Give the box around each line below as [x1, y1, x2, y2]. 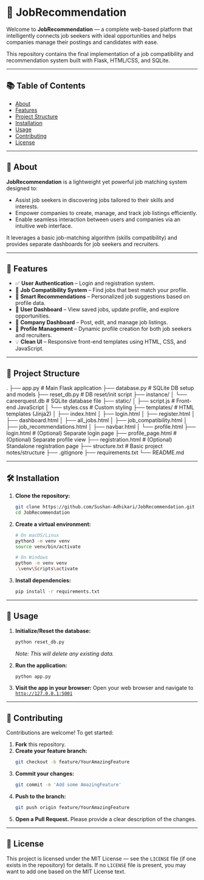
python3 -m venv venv [15, 537, 70, 544]
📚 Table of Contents [6, 81, 86, 91]
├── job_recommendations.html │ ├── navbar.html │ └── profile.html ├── [6, 423, 196, 431]
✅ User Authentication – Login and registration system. [15, 279, 155, 287]
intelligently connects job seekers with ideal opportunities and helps [6, 32, 177, 39]
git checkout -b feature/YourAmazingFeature [15, 759, 130, 765]
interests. [15, 203, 39, 210]
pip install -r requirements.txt [15, 588, 100, 595]
